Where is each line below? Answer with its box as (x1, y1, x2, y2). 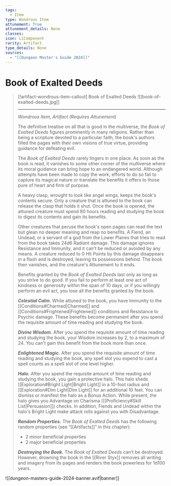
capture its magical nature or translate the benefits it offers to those (17, 177, 160, 183)
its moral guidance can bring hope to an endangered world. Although (17, 166, 163, 172)
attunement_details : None (5, 27, 60, 32)
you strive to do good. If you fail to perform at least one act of (17, 277, 148, 283)
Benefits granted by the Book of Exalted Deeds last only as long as (17, 271, 158, 278)
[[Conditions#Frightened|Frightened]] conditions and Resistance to (17, 309, 159, 315)
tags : (5, 7, 17, 13)
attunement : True (5, 21, 42, 27)
